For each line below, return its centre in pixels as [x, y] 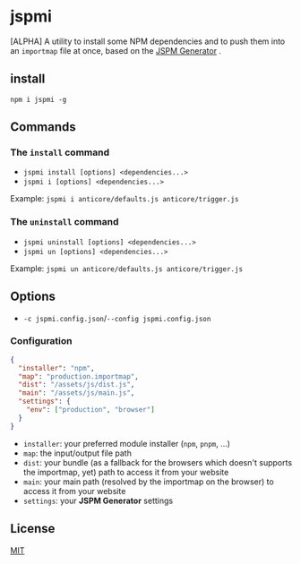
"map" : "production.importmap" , [79, 376]
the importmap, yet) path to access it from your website [126, 472]
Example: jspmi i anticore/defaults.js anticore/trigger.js [125, 199]
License [33, 529]
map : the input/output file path [77, 453]
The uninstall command [64, 222]
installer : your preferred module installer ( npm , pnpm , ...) [127, 443]
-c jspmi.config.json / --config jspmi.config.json [117, 318]
